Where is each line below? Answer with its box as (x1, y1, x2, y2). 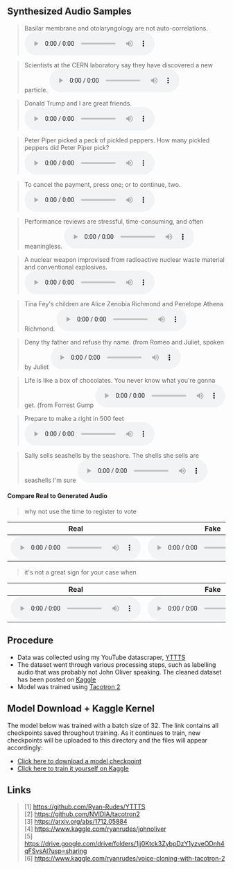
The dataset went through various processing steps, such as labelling (17, 660, 216, 669)
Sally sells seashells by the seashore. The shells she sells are (24, 451, 200, 459)
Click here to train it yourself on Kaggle (17, 764, 130, 772)
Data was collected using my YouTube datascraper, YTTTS (17, 653, 186, 661)
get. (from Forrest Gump (24, 401, 94, 409)
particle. (24, 85, 49, 94)
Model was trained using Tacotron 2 (17, 682, 121, 690)
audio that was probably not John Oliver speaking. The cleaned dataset (17, 668, 222, 676)
